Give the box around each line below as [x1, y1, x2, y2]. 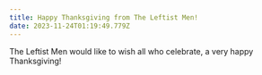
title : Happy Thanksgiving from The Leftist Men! [9, 12, 199, 22]
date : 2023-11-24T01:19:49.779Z [9, 21, 130, 30]
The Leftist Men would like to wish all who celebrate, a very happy [9, 46, 254, 56]
